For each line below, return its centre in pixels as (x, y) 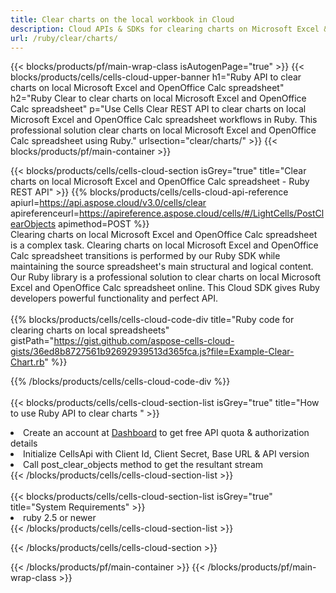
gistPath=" (32, 341)
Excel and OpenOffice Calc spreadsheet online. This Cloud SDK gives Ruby (165, 288)
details (24, 443)
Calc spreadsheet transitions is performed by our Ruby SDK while (145, 256)
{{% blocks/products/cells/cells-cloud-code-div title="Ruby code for (152, 320)
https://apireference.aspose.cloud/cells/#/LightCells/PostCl (202, 213)
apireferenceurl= (45, 213)
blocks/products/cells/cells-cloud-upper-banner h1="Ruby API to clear (156, 77)
